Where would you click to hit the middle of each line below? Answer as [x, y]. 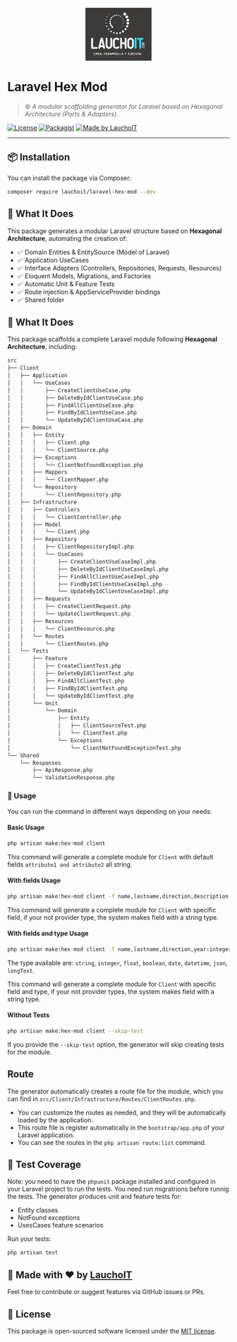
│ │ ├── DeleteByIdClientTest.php [71, 674]
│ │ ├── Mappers [38, 473]
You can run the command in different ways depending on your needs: [110, 811]
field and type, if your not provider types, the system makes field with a [111, 991]
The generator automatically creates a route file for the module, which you [115, 1091]
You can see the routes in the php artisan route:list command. [112, 1142]
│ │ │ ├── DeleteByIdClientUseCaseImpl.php [88, 569]
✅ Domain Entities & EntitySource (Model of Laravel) [93, 252]
